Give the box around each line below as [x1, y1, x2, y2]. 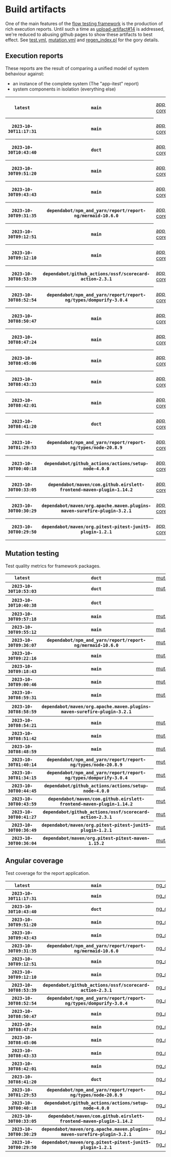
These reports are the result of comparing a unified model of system [5, 65, 149, 71]
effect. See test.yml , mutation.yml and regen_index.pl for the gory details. [5, 37, 159, 43]
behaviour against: [5, 71, 44, 77]
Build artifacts [5, 4, 66, 15]
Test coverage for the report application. [5, 870, 90, 876]
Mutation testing [5, 549, 60, 558]
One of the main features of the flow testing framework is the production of [5, 20, 163, 27]
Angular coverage [5, 857, 64, 865]
